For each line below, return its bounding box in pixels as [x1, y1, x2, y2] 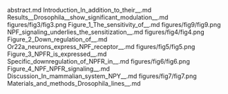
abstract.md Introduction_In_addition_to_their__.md [7, 6, 152, 14]
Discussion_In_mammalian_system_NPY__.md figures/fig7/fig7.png [7, 72, 197, 80]
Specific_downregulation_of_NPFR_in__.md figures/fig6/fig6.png [7, 57, 190, 65]
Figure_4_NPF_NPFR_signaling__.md [7, 65, 111, 73]
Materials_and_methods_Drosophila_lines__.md [7, 79, 141, 87]
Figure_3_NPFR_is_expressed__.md [7, 50, 107, 58]
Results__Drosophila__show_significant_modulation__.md [7, 13, 169, 21]
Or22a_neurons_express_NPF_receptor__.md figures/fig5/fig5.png [7, 43, 196, 50]
